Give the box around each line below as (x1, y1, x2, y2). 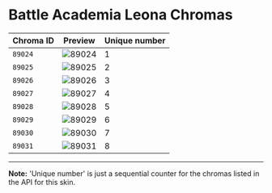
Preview (63, 35, 96, 46)
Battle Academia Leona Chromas (8, 6, 233, 24)
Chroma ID (12, 35, 54, 46)
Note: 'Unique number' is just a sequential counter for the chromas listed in (8, 168, 260, 178)
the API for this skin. (8, 177, 75, 187)
